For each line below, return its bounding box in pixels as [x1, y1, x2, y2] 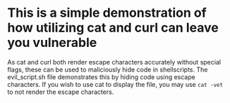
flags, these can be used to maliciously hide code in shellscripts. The [7, 65, 208, 74]
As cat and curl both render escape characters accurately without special [7, 57, 221, 66]
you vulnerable [7, 35, 97, 50]
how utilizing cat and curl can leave [7, 20, 219, 36]
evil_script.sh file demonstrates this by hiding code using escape [7, 72, 195, 81]
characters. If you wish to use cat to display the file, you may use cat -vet [7, 80, 224, 88]
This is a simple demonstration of [7, 5, 207, 21]
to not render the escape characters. [7, 88, 114, 96]
